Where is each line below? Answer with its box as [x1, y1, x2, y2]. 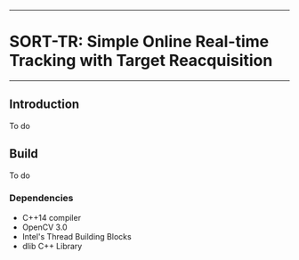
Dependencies [9, 192, 74, 205]
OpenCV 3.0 [21, 222, 69, 232]
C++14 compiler [21, 212, 82, 223]
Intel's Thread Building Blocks [21, 231, 132, 241]
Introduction [9, 97, 80, 112]
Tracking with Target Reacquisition [9, 51, 273, 71]
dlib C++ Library [21, 240, 83, 251]
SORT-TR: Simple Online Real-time [9, 32, 270, 52]
